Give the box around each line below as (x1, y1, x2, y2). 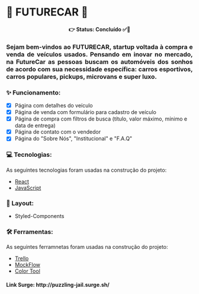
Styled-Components (14, 212, 65, 219)
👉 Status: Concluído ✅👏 (68, 26, 131, 33)
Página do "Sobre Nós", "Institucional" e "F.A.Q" (14, 135, 133, 142)
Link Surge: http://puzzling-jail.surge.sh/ (6, 281, 110, 288)
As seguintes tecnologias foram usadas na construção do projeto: (6, 166, 167, 173)
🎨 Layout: (6, 199, 34, 207)
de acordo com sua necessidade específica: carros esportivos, (6, 65, 193, 73)
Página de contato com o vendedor (14, 128, 101, 135)
